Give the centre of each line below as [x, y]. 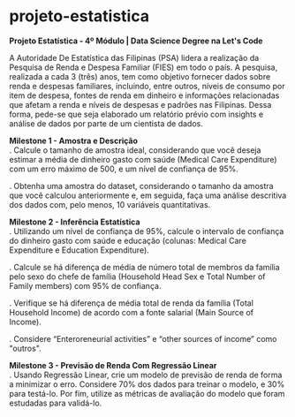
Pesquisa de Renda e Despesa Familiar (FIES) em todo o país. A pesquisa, [144, 67]
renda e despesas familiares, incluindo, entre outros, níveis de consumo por [147, 86]
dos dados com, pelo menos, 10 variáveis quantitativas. [110, 204]
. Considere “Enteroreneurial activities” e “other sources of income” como [143, 338]
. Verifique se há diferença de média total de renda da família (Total [132, 303]
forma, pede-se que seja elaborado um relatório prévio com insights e [136, 114]
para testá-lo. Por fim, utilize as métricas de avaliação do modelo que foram [147, 393]
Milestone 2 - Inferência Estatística [75, 222]
